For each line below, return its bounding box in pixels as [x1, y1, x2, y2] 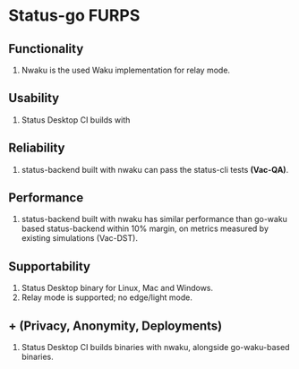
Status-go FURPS [8, 5, 141, 26]
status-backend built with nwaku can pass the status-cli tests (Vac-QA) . [21, 164, 289, 175]
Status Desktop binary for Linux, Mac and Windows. [21, 283, 214, 294]
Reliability [8, 141, 65, 156]
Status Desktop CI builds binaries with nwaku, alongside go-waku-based [21, 342, 290, 353]
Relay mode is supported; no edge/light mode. [21, 292, 193, 303]
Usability [8, 90, 60, 106]
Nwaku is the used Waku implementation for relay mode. [21, 64, 230, 75]
